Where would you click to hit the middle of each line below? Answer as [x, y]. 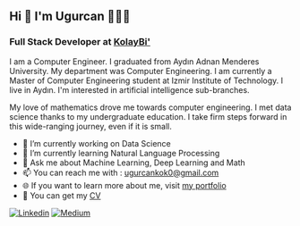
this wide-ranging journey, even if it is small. [91, 126]
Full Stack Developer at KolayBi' [80, 42]
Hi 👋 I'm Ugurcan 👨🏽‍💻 [70, 17]
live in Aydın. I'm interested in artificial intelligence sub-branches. [129, 89]
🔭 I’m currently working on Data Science [97, 143]
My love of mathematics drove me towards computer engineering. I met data [150, 107]
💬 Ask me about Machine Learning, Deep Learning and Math [134, 163]
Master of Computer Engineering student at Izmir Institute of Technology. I [146, 80]
